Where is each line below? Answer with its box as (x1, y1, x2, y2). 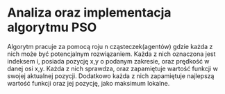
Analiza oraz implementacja (7, 5, 172, 21)
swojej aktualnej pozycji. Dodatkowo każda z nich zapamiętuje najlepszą (7, 71, 215, 80)
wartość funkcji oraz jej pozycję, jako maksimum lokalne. (7, 79, 170, 87)
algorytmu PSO (7, 19, 97, 35)
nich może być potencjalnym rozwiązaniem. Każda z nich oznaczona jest (7, 50, 216, 58)
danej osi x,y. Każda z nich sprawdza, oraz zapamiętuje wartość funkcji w (7, 64, 219, 73)
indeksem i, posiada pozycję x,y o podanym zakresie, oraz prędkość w (7, 57, 210, 65)
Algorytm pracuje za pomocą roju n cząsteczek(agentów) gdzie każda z (7, 42, 213, 50)
